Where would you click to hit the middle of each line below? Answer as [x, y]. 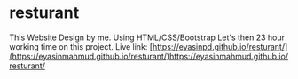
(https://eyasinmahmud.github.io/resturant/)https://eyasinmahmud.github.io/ [149, 56]
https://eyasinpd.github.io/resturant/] [220, 46]
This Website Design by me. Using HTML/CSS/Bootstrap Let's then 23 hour [147, 37]
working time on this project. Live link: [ [81, 46]
